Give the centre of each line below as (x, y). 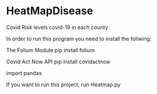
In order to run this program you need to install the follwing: (79, 38)
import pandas (24, 73)
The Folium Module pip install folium (51, 50)
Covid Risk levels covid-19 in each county (57, 27)
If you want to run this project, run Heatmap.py (63, 85)
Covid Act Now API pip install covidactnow (58, 61)
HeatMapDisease (50, 11)
